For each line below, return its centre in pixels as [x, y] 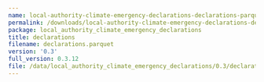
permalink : [26, 23]
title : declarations [42, 37]
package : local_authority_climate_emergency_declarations [105, 30]
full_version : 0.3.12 [44, 59]
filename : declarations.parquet [61, 45]
